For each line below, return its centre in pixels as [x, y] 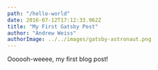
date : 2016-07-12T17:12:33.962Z [54, 20]
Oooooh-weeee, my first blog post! [58, 59]
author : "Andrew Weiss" [42, 33]
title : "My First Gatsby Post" [53, 26]
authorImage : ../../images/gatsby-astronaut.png [79, 40]
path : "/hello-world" [39, 14]
